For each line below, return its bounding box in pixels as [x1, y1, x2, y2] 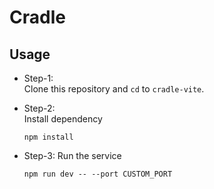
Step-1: [23, 72, 54, 84]
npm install [23, 132, 74, 142]
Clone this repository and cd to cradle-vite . [23, 83, 205, 95]
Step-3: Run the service [23, 150, 122, 161]
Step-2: [23, 102, 56, 114]
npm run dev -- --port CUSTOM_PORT [23, 169, 173, 179]
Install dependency [23, 113, 103, 125]
